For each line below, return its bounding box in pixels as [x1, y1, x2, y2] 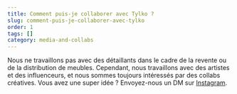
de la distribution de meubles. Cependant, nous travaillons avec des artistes [7, 64, 230, 72]
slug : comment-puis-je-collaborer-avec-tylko [7, 17, 144, 24]
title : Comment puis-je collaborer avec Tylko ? [7, 10, 154, 18]
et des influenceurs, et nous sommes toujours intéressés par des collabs [7, 71, 221, 80]
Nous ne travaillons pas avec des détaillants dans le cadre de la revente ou [7, 56, 227, 64]
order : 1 [7, 23, 33, 30]
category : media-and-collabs [7, 37, 94, 44]
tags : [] [7, 30, 33, 37]
